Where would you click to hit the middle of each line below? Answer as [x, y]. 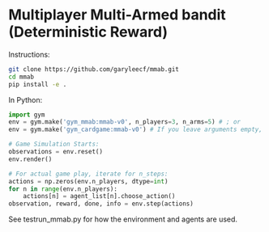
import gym [27, 115]
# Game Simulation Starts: [54, 144]
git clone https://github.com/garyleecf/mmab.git [94, 69]
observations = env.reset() [56, 152]
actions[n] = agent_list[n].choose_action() [99, 196]
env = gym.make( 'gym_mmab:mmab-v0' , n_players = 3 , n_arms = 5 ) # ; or [125, 122]
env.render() [30, 159]
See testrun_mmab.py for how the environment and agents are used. [123, 219]
